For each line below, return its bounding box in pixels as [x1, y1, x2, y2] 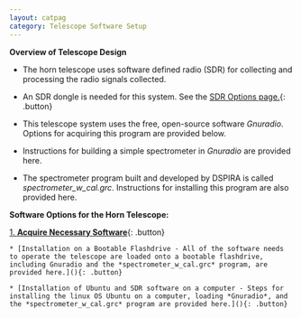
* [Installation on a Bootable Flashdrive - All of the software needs [9, 244, 284, 253]
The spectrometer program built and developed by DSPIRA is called [22, 173, 274, 183]
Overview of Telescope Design [9, 46, 127, 57]
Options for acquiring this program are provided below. [22, 127, 227, 138]
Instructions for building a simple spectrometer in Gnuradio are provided [22, 145, 291, 156]
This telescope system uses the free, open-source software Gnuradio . [22, 118, 284, 129]
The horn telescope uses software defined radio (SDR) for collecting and [22, 64, 293, 75]
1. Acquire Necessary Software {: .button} [9, 227, 165, 238]
